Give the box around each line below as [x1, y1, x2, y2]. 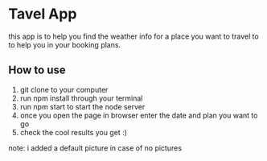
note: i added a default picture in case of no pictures [8, 142, 183, 153]
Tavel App [8, 5, 77, 23]
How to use [8, 64, 66, 77]
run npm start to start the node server [19, 101, 146, 111]
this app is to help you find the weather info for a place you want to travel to [8, 31, 259, 41]
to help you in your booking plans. [8, 39, 121, 49]
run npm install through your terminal [19, 93, 143, 103]
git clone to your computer [19, 85, 109, 94]
